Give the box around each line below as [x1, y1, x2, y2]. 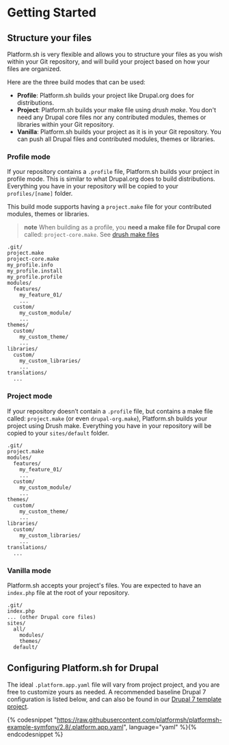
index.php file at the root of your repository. [7, 588, 130, 596]
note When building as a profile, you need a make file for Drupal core [23, 223, 221, 231]
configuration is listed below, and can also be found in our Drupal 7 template [7, 695, 222, 703]
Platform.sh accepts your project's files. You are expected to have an [7, 581, 202, 590]
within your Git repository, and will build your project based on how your [7, 58, 211, 66]
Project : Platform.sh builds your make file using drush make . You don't [16, 106, 217, 114]
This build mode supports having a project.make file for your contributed [7, 203, 212, 211]
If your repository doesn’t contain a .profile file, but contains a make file [7, 407, 213, 415]
